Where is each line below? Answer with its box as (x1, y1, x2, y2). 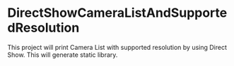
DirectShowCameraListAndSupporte (7, 5, 228, 21)
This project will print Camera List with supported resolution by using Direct (7, 43, 228, 51)
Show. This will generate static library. (7, 51, 118, 59)
